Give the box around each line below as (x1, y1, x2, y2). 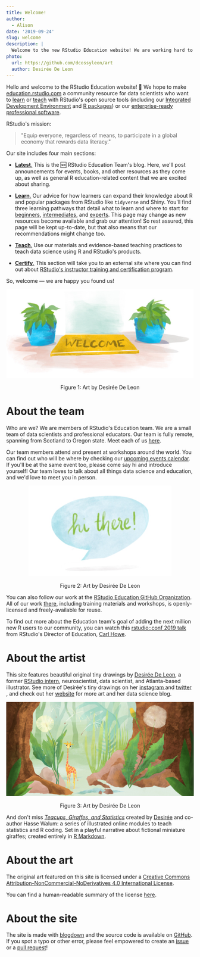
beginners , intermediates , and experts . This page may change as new (14, 211, 186, 218)
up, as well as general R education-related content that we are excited (14, 174, 187, 181)
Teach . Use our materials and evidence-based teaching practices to (14, 241, 183, 248)
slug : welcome (6, 35, 42, 41)
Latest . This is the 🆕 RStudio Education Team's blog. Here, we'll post (14, 161, 186, 168)
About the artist (6, 651, 86, 665)
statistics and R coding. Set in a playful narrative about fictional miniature (6, 826, 186, 833)
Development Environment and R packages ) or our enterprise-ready (6, 102, 173, 110)
